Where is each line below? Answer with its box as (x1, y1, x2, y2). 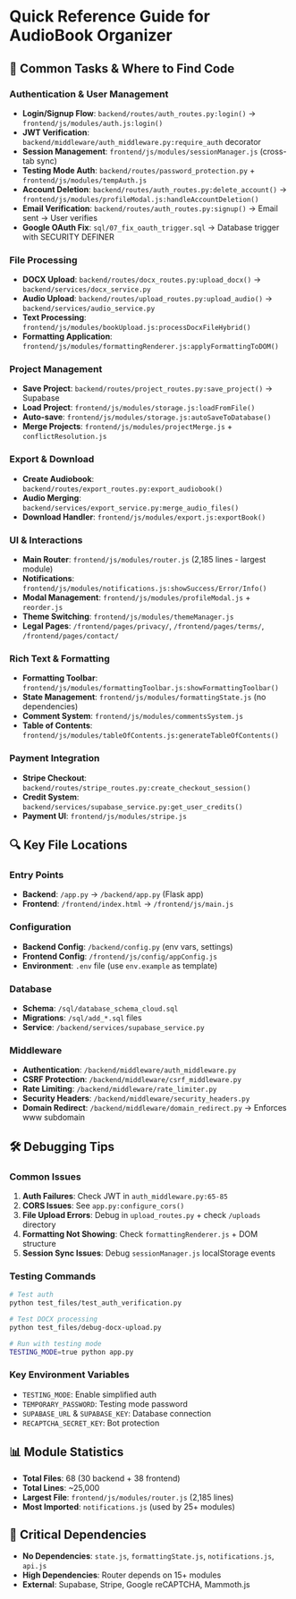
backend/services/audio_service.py (21, 304, 156, 314)
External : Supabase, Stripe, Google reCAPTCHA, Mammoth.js (21, 1579, 250, 1590)
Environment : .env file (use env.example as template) (21, 960, 218, 971)
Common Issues (9, 1170, 82, 1182)
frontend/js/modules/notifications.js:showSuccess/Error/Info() (21, 584, 267, 594)
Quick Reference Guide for (9, 6, 210, 27)
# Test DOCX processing (9, 1315, 98, 1324)
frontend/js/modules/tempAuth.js (21, 176, 148, 185)
